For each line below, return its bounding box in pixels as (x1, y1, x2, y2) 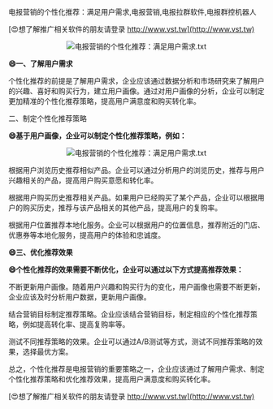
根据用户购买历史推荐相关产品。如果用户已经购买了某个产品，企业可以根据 (8, 193, 258, 202)
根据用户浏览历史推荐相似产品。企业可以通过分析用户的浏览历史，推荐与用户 (8, 166, 265, 174)
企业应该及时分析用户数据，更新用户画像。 (8, 292, 151, 302)
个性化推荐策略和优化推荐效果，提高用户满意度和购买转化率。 (8, 374, 215, 384)
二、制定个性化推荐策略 (8, 114, 87, 123)
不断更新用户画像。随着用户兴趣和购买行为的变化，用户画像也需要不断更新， (8, 282, 265, 291)
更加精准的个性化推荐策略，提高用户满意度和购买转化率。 (8, 97, 201, 105)
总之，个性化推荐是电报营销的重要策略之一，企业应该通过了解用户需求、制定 (8, 364, 265, 373)
